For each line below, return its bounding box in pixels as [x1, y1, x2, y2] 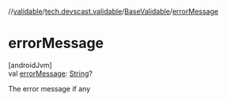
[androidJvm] [8, 60, 53, 69]
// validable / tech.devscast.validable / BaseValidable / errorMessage [8, 7, 219, 16]
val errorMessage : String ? [8, 69, 93, 78]
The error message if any [8, 84, 91, 93]
